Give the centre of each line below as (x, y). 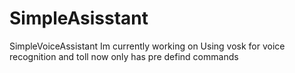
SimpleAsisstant (79, 18)
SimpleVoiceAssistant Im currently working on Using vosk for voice (147, 46)
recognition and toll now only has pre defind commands (124, 56)
